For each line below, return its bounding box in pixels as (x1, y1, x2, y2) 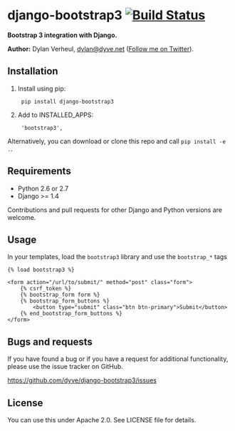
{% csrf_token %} (20, 285, 72, 293)
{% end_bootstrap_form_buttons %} (20, 310, 122, 318)
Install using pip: (17, 84, 66, 93)
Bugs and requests (7, 335, 93, 348)
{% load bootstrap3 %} (7, 266, 75, 274)
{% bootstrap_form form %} (20, 291, 100, 299)
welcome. (7, 213, 36, 221)
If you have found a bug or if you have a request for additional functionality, (7, 355, 229, 363)
